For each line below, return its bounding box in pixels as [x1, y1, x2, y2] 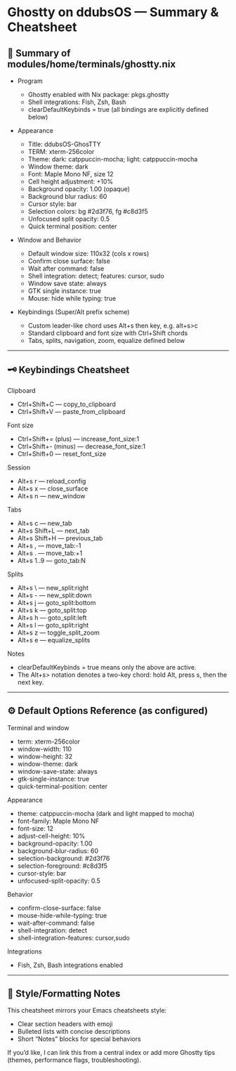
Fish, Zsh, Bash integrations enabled [17, 961, 124, 969]
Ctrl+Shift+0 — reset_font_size [17, 449, 107, 457]
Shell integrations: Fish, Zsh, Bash [27, 98, 126, 106]
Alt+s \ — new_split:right [17, 583, 89, 592]
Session [7, 463, 30, 472]
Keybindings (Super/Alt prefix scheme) [17, 308, 130, 316]
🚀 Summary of [7, 47, 71, 59]
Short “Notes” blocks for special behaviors [17, 1034, 142, 1044]
